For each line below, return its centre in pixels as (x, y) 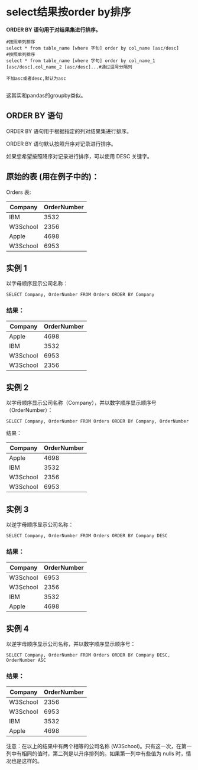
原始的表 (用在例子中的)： (53, 177)
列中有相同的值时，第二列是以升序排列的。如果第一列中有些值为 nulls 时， (96, 753)
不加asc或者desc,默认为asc (36, 78)
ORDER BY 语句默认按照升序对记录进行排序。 (61, 144)
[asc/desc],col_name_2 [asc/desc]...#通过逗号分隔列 (69, 67)
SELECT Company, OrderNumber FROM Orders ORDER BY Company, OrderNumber (98, 421)
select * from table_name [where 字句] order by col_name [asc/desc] (92, 48)
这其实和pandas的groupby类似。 (46, 95)
